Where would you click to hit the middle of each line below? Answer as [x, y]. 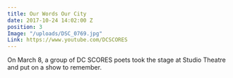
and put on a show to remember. [55, 67]
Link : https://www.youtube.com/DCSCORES [68, 40]
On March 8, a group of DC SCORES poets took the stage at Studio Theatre [116, 60]
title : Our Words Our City [47, 14]
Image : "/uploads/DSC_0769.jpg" [55, 33]
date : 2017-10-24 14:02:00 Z [50, 20]
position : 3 [25, 27]
